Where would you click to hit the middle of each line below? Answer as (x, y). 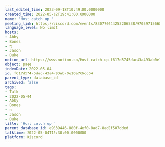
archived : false (22, 82)
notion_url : (17, 60)
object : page (18, 64)
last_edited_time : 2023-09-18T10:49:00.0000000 (55, 10)
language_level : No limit (31, 28)
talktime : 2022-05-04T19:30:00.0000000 (46, 133)
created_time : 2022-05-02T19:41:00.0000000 (50, 14)
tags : (11, 87)
